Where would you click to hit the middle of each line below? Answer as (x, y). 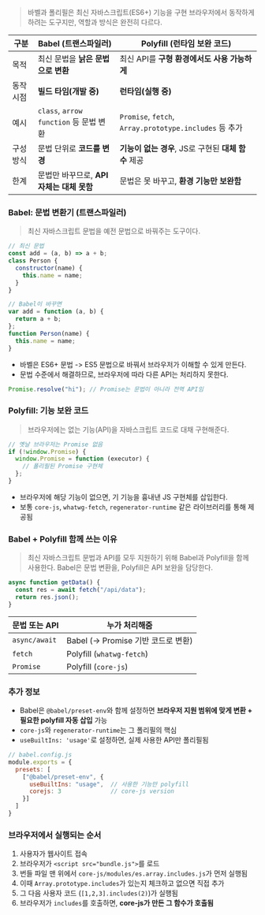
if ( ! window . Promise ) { (47, 452)
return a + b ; (38, 319)
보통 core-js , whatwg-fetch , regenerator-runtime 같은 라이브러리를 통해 (133, 507)
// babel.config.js (40, 755)
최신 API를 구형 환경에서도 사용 (174, 59)
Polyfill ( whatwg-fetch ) (107, 653)
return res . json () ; (47, 597)
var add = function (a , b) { (56, 312)
